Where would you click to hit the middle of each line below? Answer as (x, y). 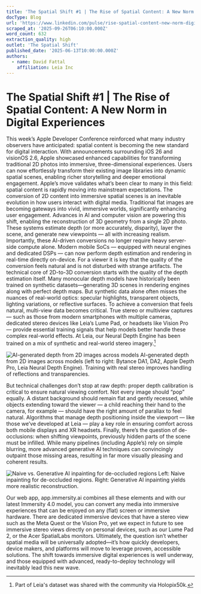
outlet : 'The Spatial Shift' (42, 45)
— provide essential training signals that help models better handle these (96, 330)
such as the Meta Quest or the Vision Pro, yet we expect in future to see (95, 523)
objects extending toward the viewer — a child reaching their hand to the (96, 404)
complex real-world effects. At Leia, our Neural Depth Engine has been (93, 336)
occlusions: (20, 436)
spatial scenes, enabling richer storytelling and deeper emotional (86, 177)
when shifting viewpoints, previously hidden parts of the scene (113, 436)
